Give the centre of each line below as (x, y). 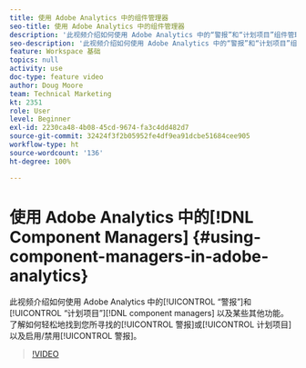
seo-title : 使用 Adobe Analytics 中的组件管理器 (97, 26)
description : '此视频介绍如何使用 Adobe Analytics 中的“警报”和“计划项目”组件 (149, 35)
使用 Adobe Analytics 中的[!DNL (132, 217)
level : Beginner (40, 119)
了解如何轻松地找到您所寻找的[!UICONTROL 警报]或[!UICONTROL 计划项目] (151, 324)
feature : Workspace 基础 (55, 52)
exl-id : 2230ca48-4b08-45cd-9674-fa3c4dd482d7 (99, 128)
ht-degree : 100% (40, 161)
